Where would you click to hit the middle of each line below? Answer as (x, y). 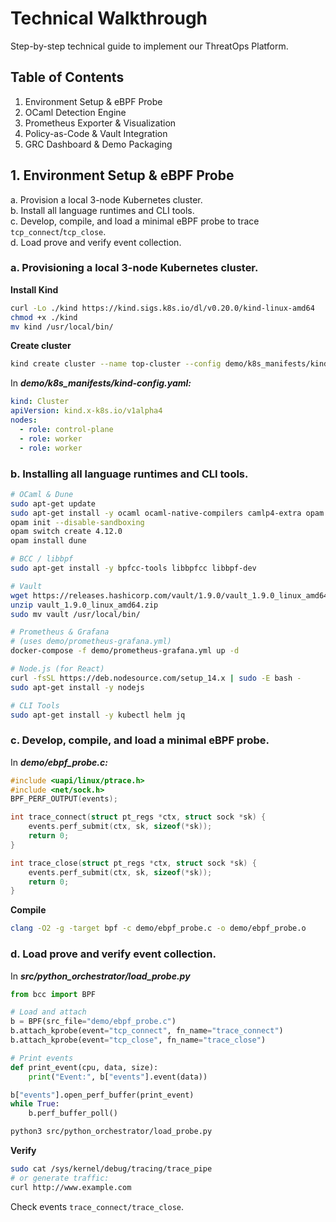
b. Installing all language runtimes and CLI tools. (129, 474)
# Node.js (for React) (57, 669)
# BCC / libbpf (42, 559)
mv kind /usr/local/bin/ (62, 327)
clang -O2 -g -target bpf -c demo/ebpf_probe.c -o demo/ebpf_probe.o (158, 928)
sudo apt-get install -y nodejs (77, 687)
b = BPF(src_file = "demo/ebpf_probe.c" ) (93, 1022)
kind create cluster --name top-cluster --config (116, 364)
